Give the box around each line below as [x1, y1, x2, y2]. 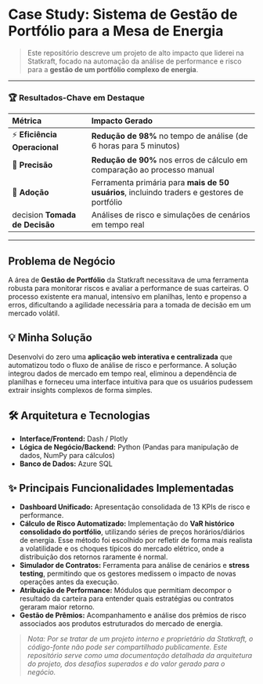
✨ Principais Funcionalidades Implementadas [8, 482, 235, 495]
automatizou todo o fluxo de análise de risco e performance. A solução [8, 360, 237, 369]
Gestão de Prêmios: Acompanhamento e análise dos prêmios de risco [19, 610, 247, 620]
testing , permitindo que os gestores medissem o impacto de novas [19, 569, 236, 578]
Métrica [12, 115, 42, 126]
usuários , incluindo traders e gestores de [91, 187, 244, 198]
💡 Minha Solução [8, 331, 92, 344]
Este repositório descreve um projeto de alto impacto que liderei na [27, 48, 244, 57]
